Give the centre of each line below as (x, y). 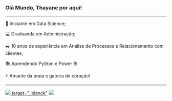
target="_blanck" (29, 93)
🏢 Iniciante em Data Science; (36, 24)
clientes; (14, 53)
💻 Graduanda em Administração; (40, 34)
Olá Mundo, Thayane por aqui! (44, 8)
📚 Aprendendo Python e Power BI (41, 64)
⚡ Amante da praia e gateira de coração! (48, 76)
